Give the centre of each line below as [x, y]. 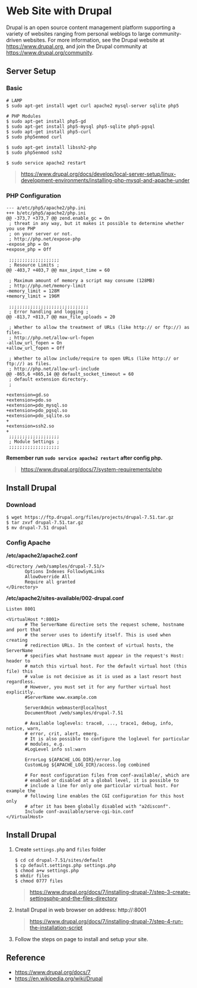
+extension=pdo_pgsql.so [37, 410]
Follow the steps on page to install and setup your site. [81, 939]
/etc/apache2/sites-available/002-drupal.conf [65, 598]
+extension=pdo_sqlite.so [38, 416]
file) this [20, 671]
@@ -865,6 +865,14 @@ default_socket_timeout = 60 [70, 374]
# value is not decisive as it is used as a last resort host [103, 676]
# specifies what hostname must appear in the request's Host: [104, 655]
